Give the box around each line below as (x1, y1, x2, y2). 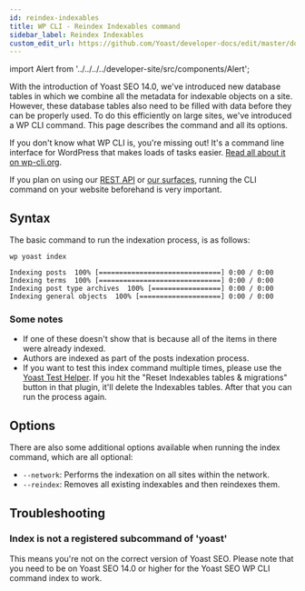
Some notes (9, 313, 64, 326)
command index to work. (9, 572, 103, 583)
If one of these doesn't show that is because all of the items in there (22, 334, 278, 345)
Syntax (9, 210, 51, 225)
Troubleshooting (9, 506, 106, 521)
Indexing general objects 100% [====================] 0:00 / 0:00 (9, 292, 274, 301)
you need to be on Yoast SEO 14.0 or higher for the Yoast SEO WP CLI (9, 563, 271, 574)
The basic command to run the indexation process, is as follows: (9, 235, 251, 245)
